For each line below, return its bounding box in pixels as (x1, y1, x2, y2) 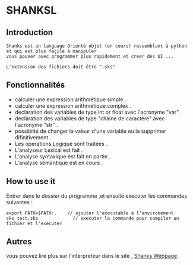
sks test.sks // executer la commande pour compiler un (6, 215, 179, 221)
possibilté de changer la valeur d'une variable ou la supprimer (14, 127, 166, 135)
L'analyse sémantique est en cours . (14, 159, 103, 166)
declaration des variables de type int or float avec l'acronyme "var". (14, 108, 181, 116)
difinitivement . (14, 133, 52, 141)
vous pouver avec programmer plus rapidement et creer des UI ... (6, 54, 174, 60)
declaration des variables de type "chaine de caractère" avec (14, 114, 165, 122)
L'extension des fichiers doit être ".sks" (6, 64, 116, 70)
